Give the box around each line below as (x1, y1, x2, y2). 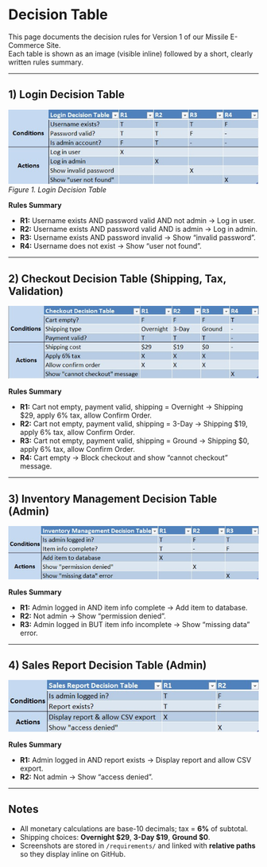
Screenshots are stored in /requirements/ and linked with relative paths (19, 841, 256, 850)
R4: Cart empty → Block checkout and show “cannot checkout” (19, 453, 228, 463)
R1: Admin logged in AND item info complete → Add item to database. (19, 602, 248, 612)
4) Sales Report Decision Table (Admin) (8, 659, 207, 673)
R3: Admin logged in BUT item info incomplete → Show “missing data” (19, 619, 250, 629)
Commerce (8, 40, 45, 49)
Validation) (8, 284, 64, 298)
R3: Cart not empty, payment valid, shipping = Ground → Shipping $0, (19, 436, 250, 445)
